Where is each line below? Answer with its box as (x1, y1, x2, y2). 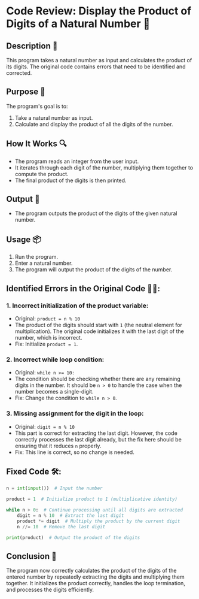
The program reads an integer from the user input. (14, 158, 139, 165)
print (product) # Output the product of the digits (6, 534, 140, 540)
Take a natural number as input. (14, 114, 93, 121)
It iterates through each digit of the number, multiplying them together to (14, 164, 193, 171)
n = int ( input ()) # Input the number (6, 485, 103, 492)
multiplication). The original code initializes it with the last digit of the (14, 328, 184, 335)
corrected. (6, 69, 32, 76)
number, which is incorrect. (14, 334, 82, 341)
